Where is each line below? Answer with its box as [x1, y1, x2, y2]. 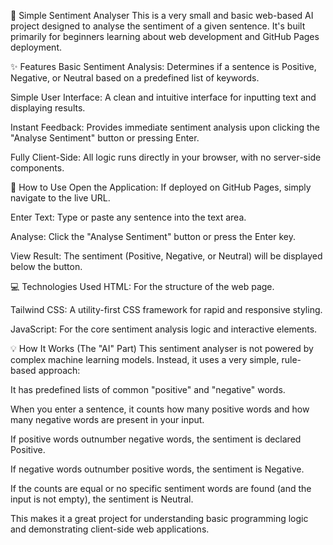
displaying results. [10, 102, 86, 114]
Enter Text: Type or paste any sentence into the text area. [10, 211, 247, 223]
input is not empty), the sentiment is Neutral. [10, 493, 194, 505]
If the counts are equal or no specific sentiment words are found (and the [10, 483, 312, 494]
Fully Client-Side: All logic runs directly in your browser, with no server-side [10, 151, 322, 163]
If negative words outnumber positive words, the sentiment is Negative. [10, 463, 305, 475]
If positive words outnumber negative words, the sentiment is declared [10, 433, 302, 445]
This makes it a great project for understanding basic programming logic [10, 513, 309, 524]
